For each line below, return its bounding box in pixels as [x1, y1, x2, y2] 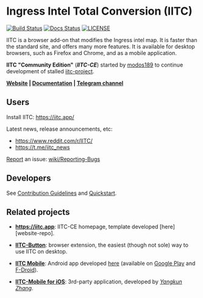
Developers [6, 173, 51, 184]
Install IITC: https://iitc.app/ [6, 113, 74, 120]
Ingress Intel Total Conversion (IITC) [6, 4, 193, 18]
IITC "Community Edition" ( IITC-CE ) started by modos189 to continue [6, 61, 183, 68]
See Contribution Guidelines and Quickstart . [6, 189, 117, 197]
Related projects [6, 206, 70, 217]
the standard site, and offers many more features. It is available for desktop [6, 43, 195, 50]
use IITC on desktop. [15, 248, 68, 255]
